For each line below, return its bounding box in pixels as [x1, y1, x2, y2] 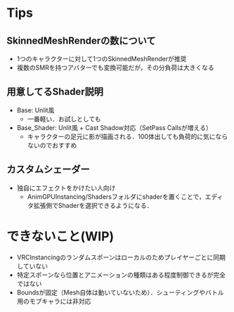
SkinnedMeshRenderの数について [6, 34, 156, 46]
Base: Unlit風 [16, 105, 55, 114]
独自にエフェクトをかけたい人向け [16, 183, 116, 192]
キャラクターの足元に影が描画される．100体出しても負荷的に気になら [27, 132, 228, 141]
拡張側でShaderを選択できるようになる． [33, 201, 153, 209]
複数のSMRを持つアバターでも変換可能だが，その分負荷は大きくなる [16, 63, 215, 72]
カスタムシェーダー [6, 164, 90, 176]
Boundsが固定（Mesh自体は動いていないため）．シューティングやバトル [16, 288, 224, 297]
